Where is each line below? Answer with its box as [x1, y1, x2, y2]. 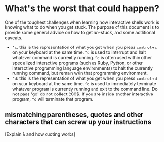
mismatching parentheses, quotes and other [5, 111, 144, 119]
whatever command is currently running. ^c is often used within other [12, 54, 152, 60]
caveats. [5, 35, 23, 41]
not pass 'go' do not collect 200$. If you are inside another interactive [12, 91, 153, 97]
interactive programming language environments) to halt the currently [12, 65, 153, 71]
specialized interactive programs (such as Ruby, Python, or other [12, 60, 143, 66]
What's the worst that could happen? [5, 3, 159, 14]
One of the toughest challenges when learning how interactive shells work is [5, 19, 159, 25]
